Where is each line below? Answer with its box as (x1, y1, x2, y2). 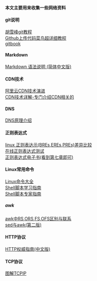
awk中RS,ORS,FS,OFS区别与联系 (5, 215, 72, 221)
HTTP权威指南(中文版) (5, 246, 50, 252)
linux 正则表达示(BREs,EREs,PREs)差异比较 (5, 141, 93, 147)
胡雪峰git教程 (5, 29, 32, 35)
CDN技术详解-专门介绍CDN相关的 (5, 94, 74, 100)
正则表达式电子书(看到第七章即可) (5, 154, 74, 160)
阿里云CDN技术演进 (5, 88, 46, 94)
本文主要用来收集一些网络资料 (5, 4, 66, 10)
